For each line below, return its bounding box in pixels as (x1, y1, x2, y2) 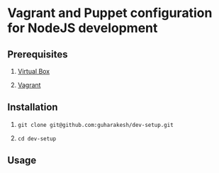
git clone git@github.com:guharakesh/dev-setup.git (17, 121, 174, 128)
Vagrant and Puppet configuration (7, 5, 213, 21)
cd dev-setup (17, 135, 57, 143)
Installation (7, 101, 58, 113)
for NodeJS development (7, 20, 158, 36)
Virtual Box (17, 67, 50, 75)
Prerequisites (7, 48, 68, 60)
